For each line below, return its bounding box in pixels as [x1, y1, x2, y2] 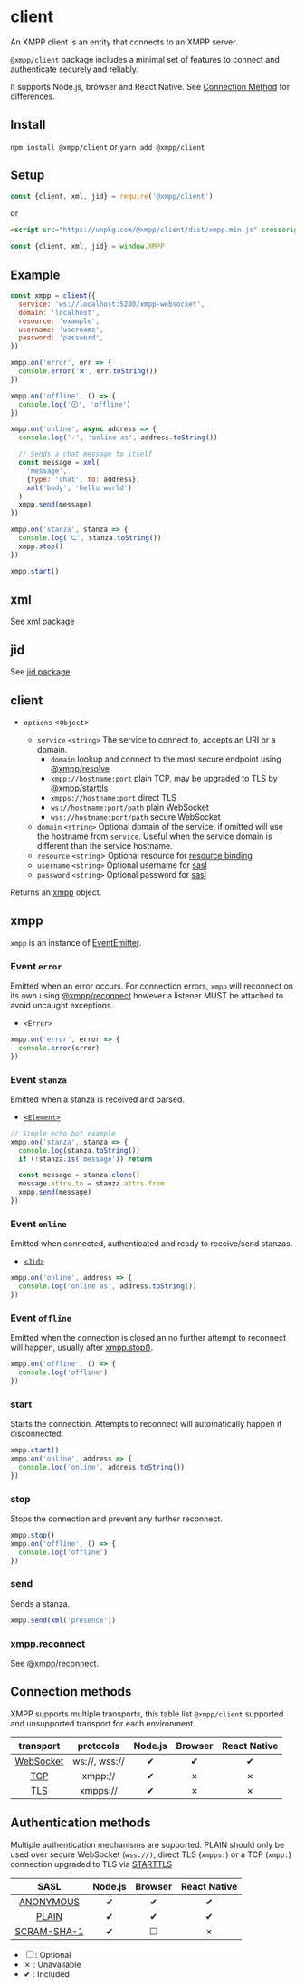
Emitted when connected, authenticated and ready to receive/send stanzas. [10, 1238, 293, 1249]
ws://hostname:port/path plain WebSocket [50, 802, 209, 812]
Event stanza [10, 1073, 67, 1086]
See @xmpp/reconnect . [10, 1657, 99, 1668]
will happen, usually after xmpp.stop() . [10, 1342, 154, 1353]
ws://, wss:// [72, 1755, 125, 1767]
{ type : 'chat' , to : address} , [26, 475, 141, 484]
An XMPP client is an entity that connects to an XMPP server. [10, 36, 238, 47]
